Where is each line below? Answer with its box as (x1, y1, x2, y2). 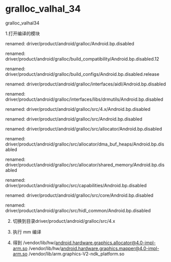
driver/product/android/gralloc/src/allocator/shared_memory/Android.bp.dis (5, 161, 165, 168)
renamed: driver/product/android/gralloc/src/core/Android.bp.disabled (5, 192, 154, 198)
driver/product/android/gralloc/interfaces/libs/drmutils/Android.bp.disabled (5, 96, 163, 102)
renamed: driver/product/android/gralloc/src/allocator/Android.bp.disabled (5, 126, 162, 132)
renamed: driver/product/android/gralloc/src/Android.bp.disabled (5, 115, 142, 122)
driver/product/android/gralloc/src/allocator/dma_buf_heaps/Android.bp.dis (5, 141, 164, 147)
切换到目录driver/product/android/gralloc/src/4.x (12, 218, 116, 224)
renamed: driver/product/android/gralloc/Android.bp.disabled (5, 40, 134, 46)
